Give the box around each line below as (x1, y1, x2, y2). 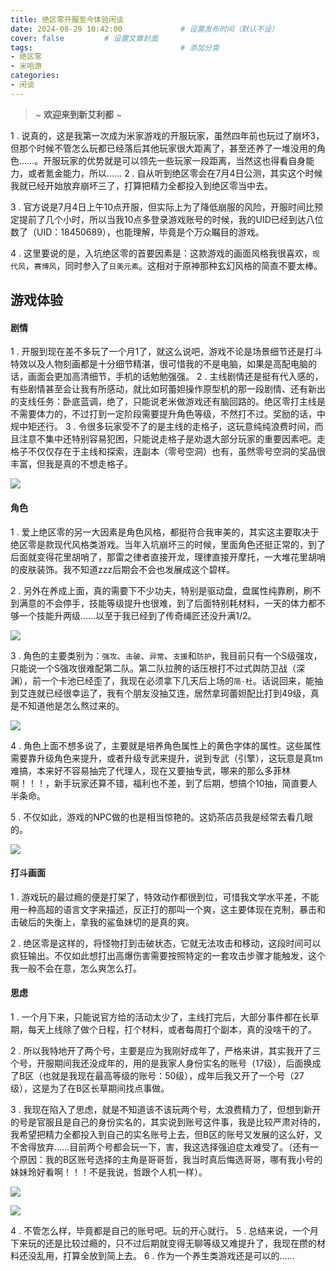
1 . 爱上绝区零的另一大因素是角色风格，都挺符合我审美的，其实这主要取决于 (10, 526, 320, 538)
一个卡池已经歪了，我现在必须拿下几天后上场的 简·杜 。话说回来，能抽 (40, 674, 323, 686)
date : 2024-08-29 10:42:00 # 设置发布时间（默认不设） (10, 24, 280, 34)
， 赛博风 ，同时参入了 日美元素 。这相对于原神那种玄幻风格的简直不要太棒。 (24, 259, 323, 271)
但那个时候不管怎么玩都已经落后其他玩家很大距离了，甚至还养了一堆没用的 (10, 142, 317, 154)
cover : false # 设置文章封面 (10, 33, 159, 43)
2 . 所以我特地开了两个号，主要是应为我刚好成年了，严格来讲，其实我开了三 (10, 1044, 322, 1056)
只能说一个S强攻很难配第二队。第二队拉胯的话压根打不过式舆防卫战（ (10, 662, 297, 674)
